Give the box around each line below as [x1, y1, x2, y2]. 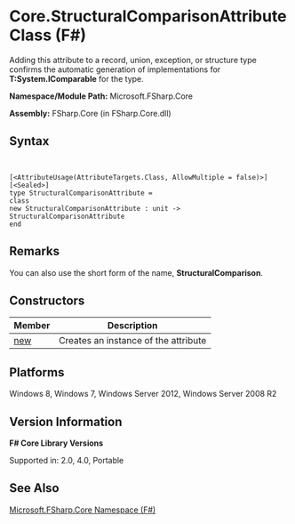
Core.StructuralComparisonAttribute [9, 6, 287, 27]
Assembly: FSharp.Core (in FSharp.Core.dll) [9, 108, 171, 118]
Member [13, 319, 51, 332]
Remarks [9, 244, 60, 259]
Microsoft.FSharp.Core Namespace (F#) [9, 504, 156, 515]
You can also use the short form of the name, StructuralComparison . [9, 267, 264, 278]
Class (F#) [9, 25, 87, 45]
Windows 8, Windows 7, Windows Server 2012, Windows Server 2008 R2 [9, 389, 277, 399]
